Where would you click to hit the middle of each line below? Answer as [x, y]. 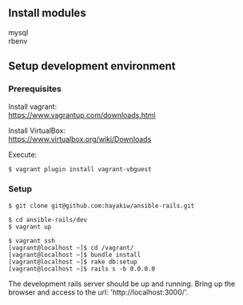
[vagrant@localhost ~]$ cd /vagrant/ [71, 247]
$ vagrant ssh [32, 241]
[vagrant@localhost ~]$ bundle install [75, 255]
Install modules [47, 13]
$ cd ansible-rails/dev [48, 219]
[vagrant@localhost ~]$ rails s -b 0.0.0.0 [82, 269]
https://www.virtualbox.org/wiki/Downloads [80, 138]
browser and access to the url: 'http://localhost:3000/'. [98, 292]
